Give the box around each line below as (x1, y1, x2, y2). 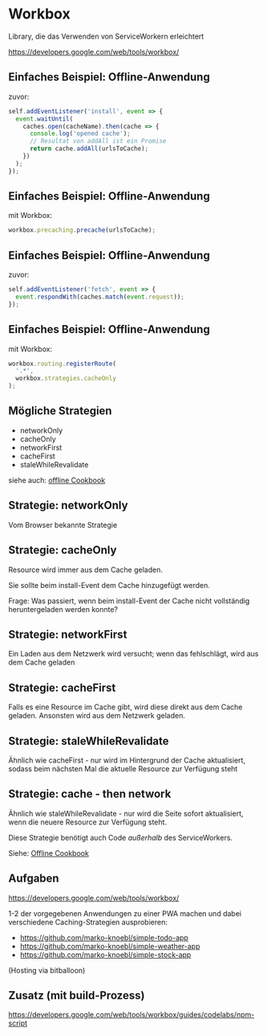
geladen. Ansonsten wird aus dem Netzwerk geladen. (8, 711, 186, 721)
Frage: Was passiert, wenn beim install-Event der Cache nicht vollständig (8, 596, 250, 606)
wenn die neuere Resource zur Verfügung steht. (8, 817, 167, 827)
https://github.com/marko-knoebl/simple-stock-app (19, 950, 192, 960)
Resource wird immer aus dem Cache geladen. (8, 565, 163, 574)
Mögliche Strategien (8, 404, 112, 418)
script (8, 1018, 28, 1028)
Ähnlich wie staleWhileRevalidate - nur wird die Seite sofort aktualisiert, (8, 808, 244, 818)
